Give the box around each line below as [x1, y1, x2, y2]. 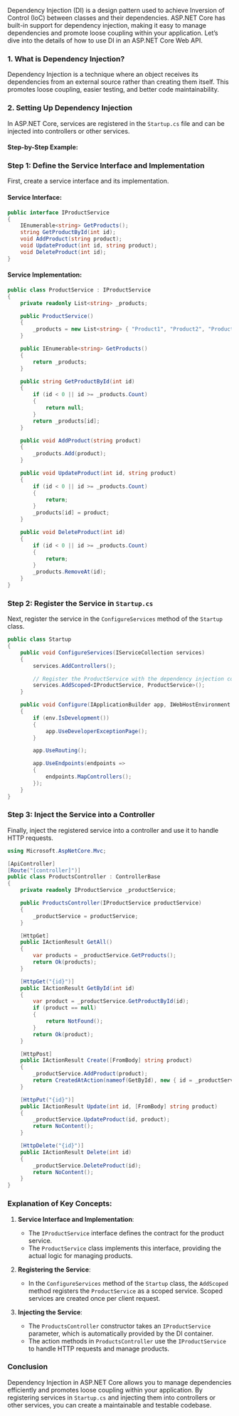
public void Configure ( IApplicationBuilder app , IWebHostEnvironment [20, 701, 231, 708]
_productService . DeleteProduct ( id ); [33, 1162, 142, 1169]
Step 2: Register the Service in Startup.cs [7, 598, 154, 608]
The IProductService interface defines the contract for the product [28, 1228, 224, 1237]
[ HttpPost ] [20, 1050, 53, 1058]
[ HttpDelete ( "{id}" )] [20, 1142, 84, 1149]
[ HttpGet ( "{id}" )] [20, 978, 75, 985]
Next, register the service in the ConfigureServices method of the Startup [7, 614, 223, 623]
